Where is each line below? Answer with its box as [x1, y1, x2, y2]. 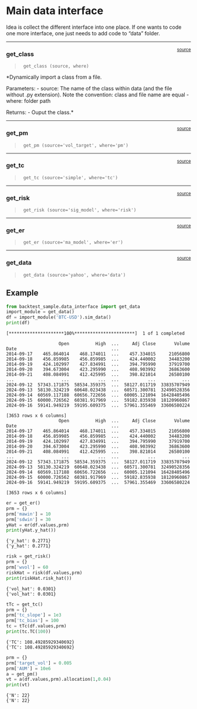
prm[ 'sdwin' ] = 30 [6, 516, 51, 522]
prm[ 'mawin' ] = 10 [6, 511, 51, 517]
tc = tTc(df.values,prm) [6, 623, 67, 629]
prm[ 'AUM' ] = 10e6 [6, 666, 51, 671]
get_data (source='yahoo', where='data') [23, 272, 126, 278]
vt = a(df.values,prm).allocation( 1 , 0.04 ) [6, 677, 111, 683]
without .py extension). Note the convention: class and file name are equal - [6, 91, 189, 98]
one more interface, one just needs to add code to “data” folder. [6, 29, 160, 36]
